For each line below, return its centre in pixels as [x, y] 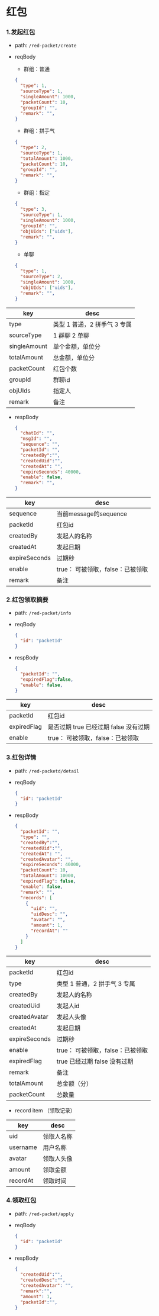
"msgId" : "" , [36, 439]
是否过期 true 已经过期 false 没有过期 [98, 727]
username [23, 1147]
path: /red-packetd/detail [47, 771]
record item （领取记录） [45, 1111]
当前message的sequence [92, 514]
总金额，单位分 [74, 358]
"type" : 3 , [34, 210]
